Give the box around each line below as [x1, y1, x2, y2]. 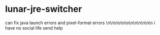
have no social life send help [5, 25, 63, 31]
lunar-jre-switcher [5, 3, 82, 15]
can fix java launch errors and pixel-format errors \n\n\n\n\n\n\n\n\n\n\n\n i [5, 20, 155, 26]
